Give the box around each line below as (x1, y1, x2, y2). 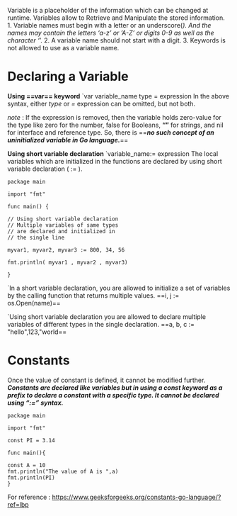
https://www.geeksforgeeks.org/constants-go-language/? (52, 493, 221, 501)
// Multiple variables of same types (7, 221, 119, 229)
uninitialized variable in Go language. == (7, 135, 129, 144)
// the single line (7, 234, 65, 241)
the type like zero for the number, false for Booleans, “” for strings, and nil (7, 120, 224, 129)
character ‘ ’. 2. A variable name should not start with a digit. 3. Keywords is (7, 36, 226, 45)
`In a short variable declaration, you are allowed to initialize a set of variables (7, 284, 231, 292)
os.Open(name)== (7, 298, 62, 307)
